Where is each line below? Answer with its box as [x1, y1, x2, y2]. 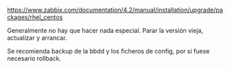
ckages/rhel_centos [7, 13, 63, 21]
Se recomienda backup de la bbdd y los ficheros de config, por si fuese [7, 47, 210, 55]
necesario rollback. [7, 54, 62, 63]
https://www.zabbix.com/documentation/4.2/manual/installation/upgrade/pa [7, 6, 223, 14]
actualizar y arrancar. [7, 34, 67, 42]
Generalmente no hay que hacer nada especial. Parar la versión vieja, [7, 27, 204, 34]
